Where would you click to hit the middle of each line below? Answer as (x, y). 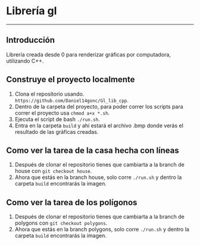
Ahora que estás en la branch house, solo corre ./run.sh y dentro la (98, 177)
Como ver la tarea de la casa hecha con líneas (93, 150)
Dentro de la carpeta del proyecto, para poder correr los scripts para (99, 106)
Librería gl (32, 11)
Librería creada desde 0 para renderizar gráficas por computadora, (89, 54)
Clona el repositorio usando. (49, 94)
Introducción (31, 40)
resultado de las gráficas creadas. (57, 131)
